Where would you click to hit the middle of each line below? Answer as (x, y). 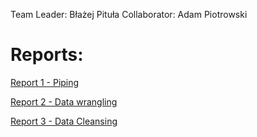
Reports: (47, 55)
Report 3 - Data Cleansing (64, 121)
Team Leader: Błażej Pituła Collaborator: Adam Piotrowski (129, 14)
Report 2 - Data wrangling (64, 101)
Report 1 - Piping (45, 82)
